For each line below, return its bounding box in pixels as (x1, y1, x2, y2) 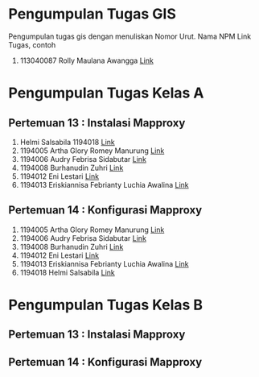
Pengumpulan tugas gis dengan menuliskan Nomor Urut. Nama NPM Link (8, 31, 252, 41)
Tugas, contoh (8, 39, 56, 49)
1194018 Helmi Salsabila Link (19, 267, 115, 277)
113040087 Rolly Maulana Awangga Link (19, 56, 154, 65)
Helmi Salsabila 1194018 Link (19, 137, 115, 147)
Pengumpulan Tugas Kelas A (8, 84, 204, 102)
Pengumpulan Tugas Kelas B (8, 296, 203, 314)
